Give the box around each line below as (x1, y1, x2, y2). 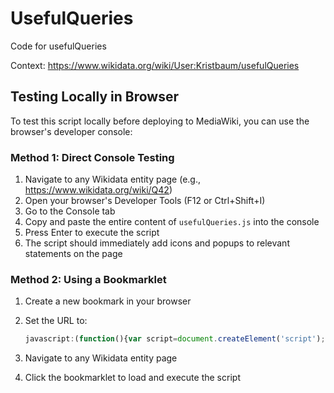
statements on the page (24, 248, 123, 260)
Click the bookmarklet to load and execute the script (24, 372, 241, 384)
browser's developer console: (10, 125, 133, 137)
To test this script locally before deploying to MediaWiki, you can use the (10, 115, 310, 127)
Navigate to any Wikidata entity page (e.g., (24, 173, 202, 186)
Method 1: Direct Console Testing (10, 150, 175, 164)
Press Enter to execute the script (24, 227, 160, 239)
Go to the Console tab (24, 205, 116, 217)
